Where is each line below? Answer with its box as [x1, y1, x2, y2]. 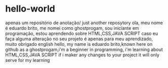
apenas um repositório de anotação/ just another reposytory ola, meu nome [5, 20, 163, 26]
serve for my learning [5, 57, 50, 63]
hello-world [5, 3, 56, 15]
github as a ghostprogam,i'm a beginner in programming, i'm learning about [5, 46, 163, 52]
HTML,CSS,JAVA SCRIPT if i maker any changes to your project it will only [5, 51, 159, 58]
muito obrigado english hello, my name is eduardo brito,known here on [5, 41, 153, 47]
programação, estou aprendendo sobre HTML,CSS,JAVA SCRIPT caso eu [5, 30, 158, 36]
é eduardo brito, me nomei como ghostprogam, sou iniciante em [5, 25, 139, 31]
